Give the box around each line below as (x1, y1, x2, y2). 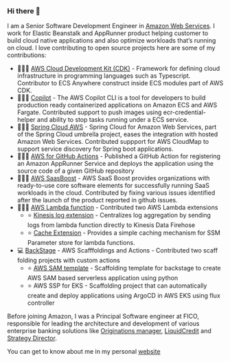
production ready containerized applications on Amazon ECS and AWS (16, 101, 218, 109)
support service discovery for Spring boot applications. (16, 145, 174, 153)
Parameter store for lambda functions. (27, 239, 135, 247)
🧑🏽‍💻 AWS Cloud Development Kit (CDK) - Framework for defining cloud (16, 65, 220, 73)
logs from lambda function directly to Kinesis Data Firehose (27, 221, 196, 229)
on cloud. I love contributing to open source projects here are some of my (7, 44, 216, 52)
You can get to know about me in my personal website (7, 348, 161, 356)
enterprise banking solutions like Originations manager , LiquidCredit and (7, 327, 211, 335)
